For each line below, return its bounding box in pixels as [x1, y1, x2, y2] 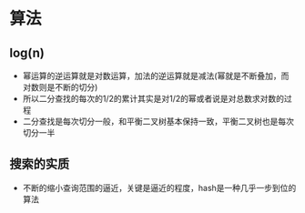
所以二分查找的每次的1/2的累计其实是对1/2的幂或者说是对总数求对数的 [22, 93, 285, 104]
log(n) [9, 45, 46, 60]
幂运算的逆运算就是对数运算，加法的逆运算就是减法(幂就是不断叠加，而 [22, 70, 290, 81]
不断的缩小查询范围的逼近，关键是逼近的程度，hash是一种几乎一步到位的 [22, 182, 297, 193]
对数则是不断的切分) [22, 82, 98, 92]
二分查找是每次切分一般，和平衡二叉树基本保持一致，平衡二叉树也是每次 [22, 116, 294, 127]
